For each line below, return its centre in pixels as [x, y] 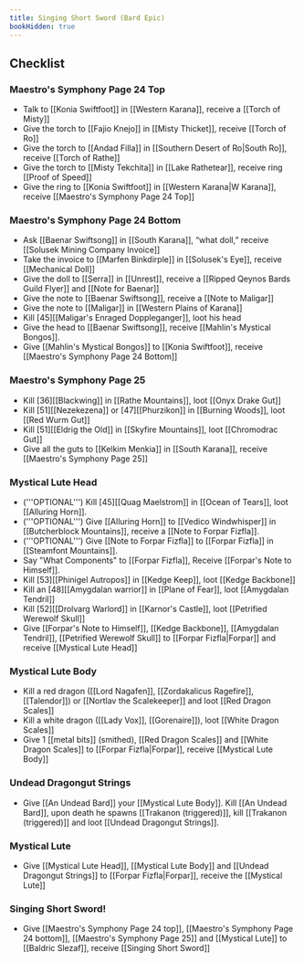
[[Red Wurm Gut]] [56, 419]
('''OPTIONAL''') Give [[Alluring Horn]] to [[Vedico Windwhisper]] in [149, 522]
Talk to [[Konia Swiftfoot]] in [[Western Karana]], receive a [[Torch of [152, 110]
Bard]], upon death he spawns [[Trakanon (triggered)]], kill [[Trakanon [155, 812]
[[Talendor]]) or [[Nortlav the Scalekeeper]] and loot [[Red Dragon [147, 701]
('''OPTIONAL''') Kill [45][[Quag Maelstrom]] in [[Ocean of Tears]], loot [155, 502]
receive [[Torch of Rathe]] [71, 158]
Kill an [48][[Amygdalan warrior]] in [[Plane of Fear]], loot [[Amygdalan [156, 589]
